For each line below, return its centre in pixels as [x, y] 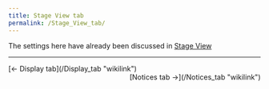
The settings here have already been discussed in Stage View [110, 45]
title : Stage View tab [46, 15]
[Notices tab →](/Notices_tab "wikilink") [195, 77]
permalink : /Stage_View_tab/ [57, 23]
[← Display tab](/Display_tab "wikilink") [73, 68]
